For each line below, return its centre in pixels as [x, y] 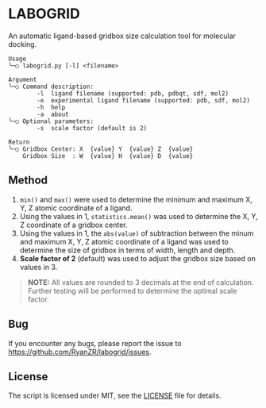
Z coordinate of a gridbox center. [73, 225]
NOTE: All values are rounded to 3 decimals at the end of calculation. [141, 282]
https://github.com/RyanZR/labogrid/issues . [80, 352]
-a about [53, 114]
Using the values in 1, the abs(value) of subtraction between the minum [137, 233]
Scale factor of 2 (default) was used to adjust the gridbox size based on [138, 258]
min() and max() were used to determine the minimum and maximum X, [136, 199]
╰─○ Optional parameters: [51, 121]
